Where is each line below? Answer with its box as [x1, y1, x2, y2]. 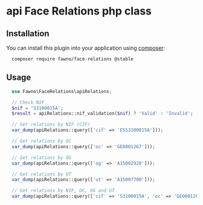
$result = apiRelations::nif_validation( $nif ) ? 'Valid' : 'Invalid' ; [11, 111, 193, 117]
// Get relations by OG [11, 154, 71, 161]
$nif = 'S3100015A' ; [11, 105, 63, 111]
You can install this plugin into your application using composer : [6, 44, 166, 51]
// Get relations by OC [11, 138, 71, 145]
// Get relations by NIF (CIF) [11, 122, 91, 128]
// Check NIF [11, 99, 45, 105]
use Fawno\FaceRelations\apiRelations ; [11, 88, 112, 94]
